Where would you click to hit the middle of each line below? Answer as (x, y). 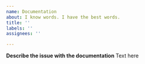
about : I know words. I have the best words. (63, 17)
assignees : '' (24, 34)
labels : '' (20, 28)
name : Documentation (32, 12)
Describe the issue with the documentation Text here (72, 56)
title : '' (18, 23)
